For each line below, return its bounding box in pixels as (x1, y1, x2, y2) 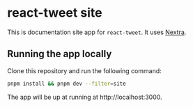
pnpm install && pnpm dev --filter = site (7, 80, 127, 87)
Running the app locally (7, 48, 112, 60)
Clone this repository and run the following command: (7, 66, 162, 75)
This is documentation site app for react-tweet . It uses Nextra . (7, 28, 187, 36)
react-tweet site (7, 5, 102, 21)
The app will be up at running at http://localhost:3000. (7, 93, 162, 101)
